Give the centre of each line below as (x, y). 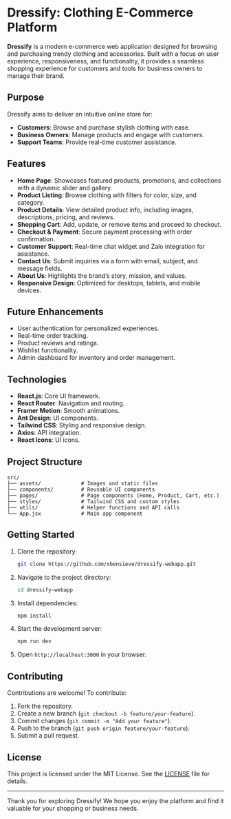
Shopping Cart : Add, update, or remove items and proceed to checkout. (119, 224)
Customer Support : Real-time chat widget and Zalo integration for (111, 246)
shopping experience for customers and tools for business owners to (105, 68)
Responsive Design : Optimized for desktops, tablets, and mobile (109, 283)
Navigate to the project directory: (64, 577)
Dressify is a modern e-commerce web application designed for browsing (112, 46)
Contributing (35, 676)
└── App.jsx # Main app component (75, 514)
